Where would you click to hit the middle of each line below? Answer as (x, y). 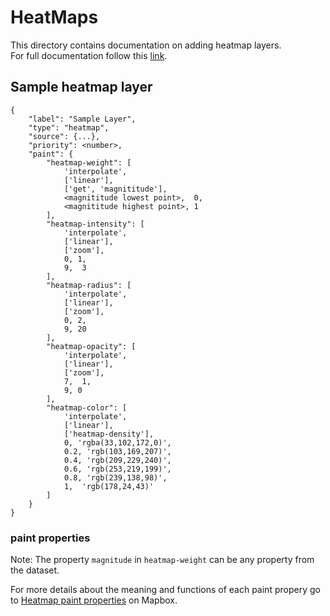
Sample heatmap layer (81, 87)
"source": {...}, (64, 136)
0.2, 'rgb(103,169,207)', (117, 451)
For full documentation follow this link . (89, 55)
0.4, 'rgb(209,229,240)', (117, 460)
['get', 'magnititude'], (115, 189)
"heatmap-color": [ (87, 407)
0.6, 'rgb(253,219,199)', (117, 469)
